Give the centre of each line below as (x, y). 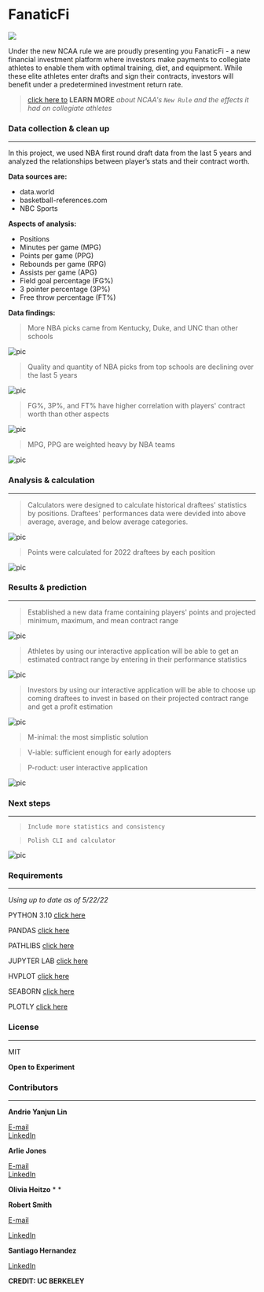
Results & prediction (48, 588)
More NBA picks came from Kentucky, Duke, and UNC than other (132, 328)
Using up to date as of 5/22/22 (58, 900)
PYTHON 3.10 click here (47, 915)
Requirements (36, 876)
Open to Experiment (42, 1067)
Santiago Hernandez (42, 1251)
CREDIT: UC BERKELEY (46, 1281)
